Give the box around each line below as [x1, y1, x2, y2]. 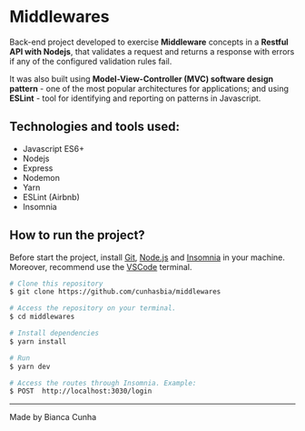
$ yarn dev [9, 362, 51, 371]
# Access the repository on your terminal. [9, 304, 177, 313]
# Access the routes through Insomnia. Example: [9, 378, 197, 387]
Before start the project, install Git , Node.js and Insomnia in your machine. [9, 252, 286, 263]
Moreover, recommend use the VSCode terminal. [9, 261, 192, 272]
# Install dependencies [9, 329, 100, 338]
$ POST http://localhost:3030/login [9, 386, 152, 396]
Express [22, 162, 54, 174]
